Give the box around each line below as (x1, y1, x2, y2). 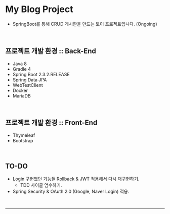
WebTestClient (12, 82, 43, 88)
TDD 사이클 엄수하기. (20, 182, 62, 188)
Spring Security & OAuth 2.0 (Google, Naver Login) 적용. (12, 188, 130, 195)
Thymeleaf (12, 132, 35, 138)
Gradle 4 (12, 66, 31, 72)
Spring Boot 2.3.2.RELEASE (12, 71, 70, 77)
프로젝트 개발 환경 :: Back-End (5, 47, 96, 56)
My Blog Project (5, 4, 73, 15)
